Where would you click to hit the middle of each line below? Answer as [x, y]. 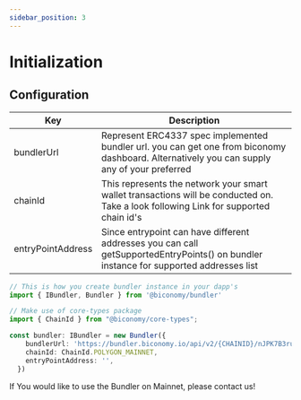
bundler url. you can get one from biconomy [194, 146]
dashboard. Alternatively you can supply [186, 158]
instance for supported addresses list [180, 265]
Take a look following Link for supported [186, 205]
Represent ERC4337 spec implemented [185, 135]
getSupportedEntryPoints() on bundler [182, 254]
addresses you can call [150, 243]
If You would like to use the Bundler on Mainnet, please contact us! [133, 386]
